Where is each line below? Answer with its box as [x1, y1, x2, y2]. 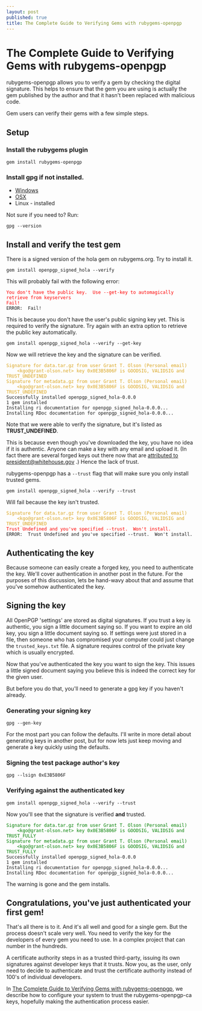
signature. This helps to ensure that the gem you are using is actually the [6, 85, 187, 92]
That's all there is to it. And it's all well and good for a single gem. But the [6, 923, 188, 931]
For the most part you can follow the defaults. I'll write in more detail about [6, 731, 192, 738]
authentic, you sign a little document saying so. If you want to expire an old [6, 623, 192, 630]
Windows [14, 187, 39, 194]
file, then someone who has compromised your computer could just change [6, 635, 195, 643]
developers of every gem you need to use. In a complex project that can [6, 936, 186, 943]
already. [6, 691, 27, 698]
